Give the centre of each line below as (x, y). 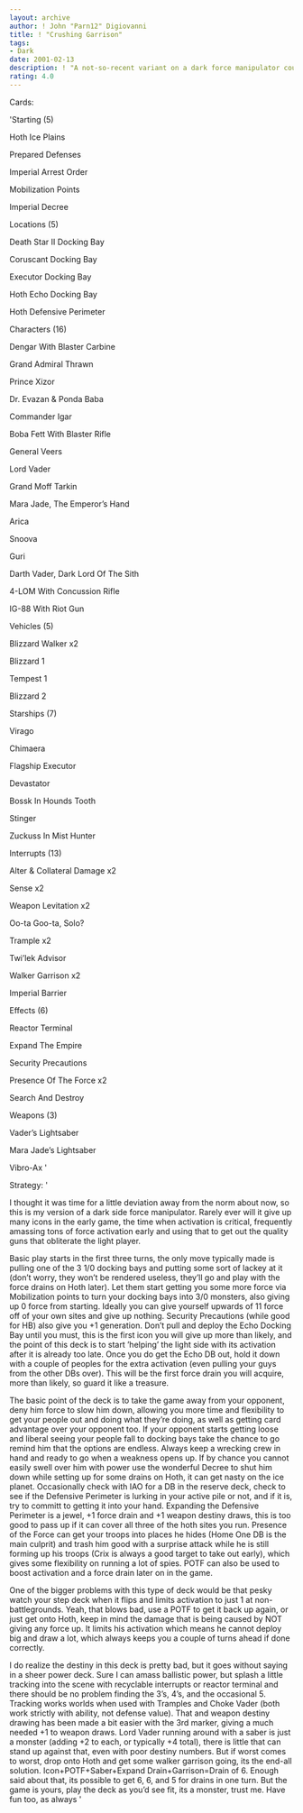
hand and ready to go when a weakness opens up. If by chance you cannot (149, 1458)
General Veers (36, 451)
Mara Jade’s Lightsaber (53, 1149)
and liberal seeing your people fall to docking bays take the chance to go (145, 1438)
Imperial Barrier (38, 993)
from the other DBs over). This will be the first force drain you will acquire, (147, 1373)
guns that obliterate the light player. (75, 1241)
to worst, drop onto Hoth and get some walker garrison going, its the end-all (151, 1761)
